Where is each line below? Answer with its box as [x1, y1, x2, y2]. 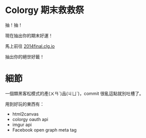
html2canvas [12, 111, 39, 117]
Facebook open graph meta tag [12, 127, 77, 133]
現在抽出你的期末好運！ [5, 32, 53, 38]
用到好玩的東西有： [5, 101, 45, 107]
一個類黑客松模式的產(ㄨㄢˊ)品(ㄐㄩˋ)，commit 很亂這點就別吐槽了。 [5, 90, 144, 96]
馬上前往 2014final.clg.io [5, 43, 55, 49]
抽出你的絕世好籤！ [5, 53, 45, 60]
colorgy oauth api [12, 116, 49, 122]
